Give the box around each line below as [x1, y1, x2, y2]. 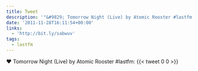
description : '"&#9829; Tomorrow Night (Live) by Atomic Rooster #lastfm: [6, 14, 195, 20]
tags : [6, 36, 20, 42]
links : [6, 25, 23, 31]
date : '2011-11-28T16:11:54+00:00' [6, 20, 94, 25]
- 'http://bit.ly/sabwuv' [11, 31, 76, 37]
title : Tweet [6, 8, 39, 15]
